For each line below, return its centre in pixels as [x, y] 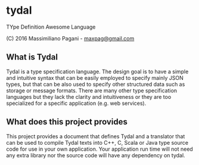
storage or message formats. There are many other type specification [92, 91]
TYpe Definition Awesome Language [51, 27]
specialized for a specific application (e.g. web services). [76, 103]
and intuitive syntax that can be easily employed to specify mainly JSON [95, 77]
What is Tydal [32, 57]
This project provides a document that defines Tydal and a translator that [96, 136]
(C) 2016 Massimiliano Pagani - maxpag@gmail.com [70, 38]
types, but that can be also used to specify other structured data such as [96, 84]
